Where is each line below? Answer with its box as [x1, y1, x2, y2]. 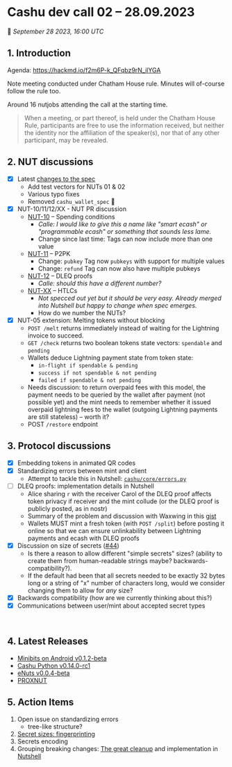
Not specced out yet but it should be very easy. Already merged [38, 294, 222, 302]
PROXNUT [17, 676, 47, 684]
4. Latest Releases [7, 635, 88, 647]
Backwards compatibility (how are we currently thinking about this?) [17, 593, 213, 602]
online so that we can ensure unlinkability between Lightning [27, 526, 201, 535]
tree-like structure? [27, 722, 83, 731]
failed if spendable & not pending [38, 377, 141, 383]
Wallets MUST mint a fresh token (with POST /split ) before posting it [27, 519, 224, 528]
